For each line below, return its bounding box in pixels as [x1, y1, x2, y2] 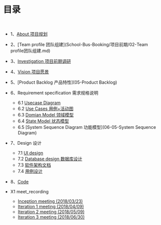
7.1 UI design [17, 150, 44, 156]
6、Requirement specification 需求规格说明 [10, 90, 99, 96]
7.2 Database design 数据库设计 [17, 156, 83, 162]
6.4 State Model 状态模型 [17, 118, 69, 124]
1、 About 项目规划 [10, 31, 48, 37]
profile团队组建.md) [10, 48, 51, 54]
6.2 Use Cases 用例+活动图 [17, 106, 74, 112]
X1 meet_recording [10, 188, 49, 194]
